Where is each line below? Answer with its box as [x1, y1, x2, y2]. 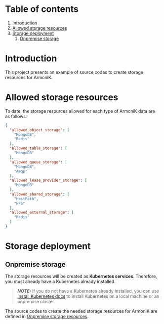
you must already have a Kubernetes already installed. [5, 278, 116, 284]
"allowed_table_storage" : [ [9, 146, 68, 151]
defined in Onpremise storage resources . [5, 313, 89, 319]
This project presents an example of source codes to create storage [5, 69, 144, 75]
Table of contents [5, 3, 79, 15]
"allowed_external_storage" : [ [9, 210, 74, 215]
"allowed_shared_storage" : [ [9, 192, 70, 197]
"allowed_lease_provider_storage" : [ [9, 178, 87, 183]
